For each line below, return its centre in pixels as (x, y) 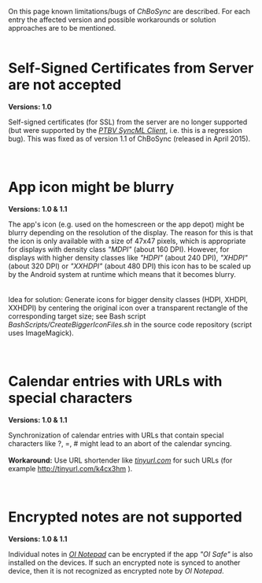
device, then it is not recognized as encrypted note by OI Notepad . (116, 570)
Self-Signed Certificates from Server (131, 68)
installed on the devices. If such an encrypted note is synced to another (124, 563)
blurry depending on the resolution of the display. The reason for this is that (131, 232)
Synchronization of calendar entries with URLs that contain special (116, 435)
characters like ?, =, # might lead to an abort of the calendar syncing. (120, 443)
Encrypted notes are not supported (125, 517)
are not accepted (65, 85)
